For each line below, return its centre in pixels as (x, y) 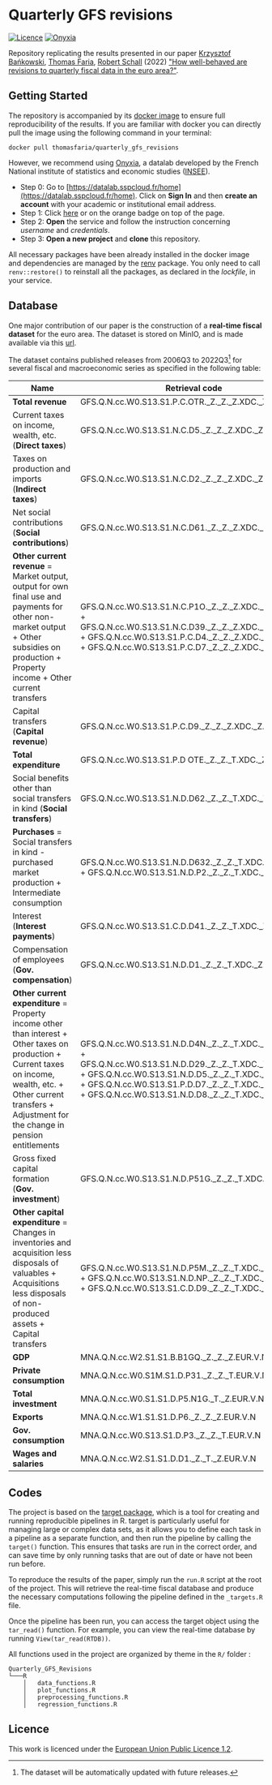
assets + (29, 1324)
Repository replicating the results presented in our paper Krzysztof (120, 53)
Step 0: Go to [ (45, 187)
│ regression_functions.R (70, 1705)
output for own (40, 587)
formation (31, 1179)
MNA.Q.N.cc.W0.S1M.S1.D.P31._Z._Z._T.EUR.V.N (174, 1375)
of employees (38, 960)
